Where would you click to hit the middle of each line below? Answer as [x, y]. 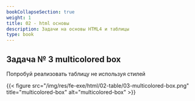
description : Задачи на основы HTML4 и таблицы [68, 29]
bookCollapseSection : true [41, 12]
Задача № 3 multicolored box [64, 59]
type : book [20, 35]
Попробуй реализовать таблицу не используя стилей [76, 74]
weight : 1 [19, 18]
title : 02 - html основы [38, 23]
